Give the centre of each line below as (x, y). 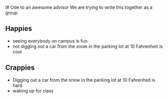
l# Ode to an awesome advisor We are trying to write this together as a (79, 7)
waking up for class (33, 90)
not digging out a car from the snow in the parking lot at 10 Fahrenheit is (88, 46)
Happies (19, 29)
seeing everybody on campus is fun (50, 41)
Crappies (20, 68)
